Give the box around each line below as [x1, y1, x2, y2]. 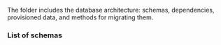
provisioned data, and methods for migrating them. [7, 13, 154, 21]
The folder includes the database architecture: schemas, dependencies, [7, 6, 215, 14]
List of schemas [7, 30, 63, 40]
